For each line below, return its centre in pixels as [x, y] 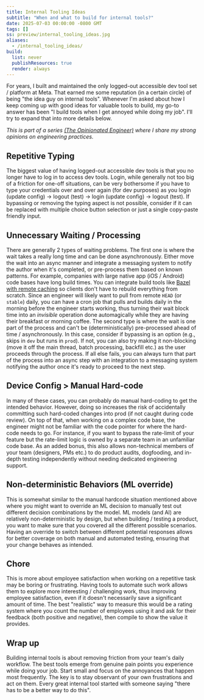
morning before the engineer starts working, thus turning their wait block [98, 308]
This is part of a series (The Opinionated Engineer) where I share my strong [101, 130]
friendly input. [24, 216]
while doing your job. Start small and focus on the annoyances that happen [100, 671]
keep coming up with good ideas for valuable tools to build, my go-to [93, 106]
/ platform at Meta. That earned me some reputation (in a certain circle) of [99, 93]
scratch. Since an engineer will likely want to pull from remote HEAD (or [94, 295]
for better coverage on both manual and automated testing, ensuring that [98, 538]
